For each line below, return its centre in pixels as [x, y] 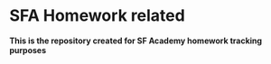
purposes [28, 50]
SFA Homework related [97, 16]
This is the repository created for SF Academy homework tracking [136, 41]
